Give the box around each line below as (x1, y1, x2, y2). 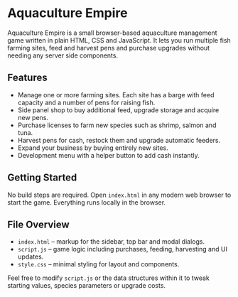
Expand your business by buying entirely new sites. (17, 144, 168, 152)
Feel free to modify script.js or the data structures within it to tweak (7, 274, 210, 282)
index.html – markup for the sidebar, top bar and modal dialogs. (17, 237, 205, 246)
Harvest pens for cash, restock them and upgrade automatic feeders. (17, 136, 221, 144)
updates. (17, 252, 44, 261)
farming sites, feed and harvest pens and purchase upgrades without (7, 43, 210, 52)
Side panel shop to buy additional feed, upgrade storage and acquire (17, 105, 220, 114)
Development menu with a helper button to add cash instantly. (17, 151, 200, 159)
